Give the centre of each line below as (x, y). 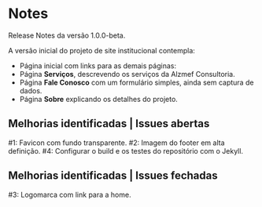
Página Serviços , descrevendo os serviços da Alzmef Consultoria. (127, 74)
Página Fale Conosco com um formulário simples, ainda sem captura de (137, 82)
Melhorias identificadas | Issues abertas (109, 123)
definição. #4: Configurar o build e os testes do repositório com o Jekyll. (126, 151)
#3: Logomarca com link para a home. (70, 194)
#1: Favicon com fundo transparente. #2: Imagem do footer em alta (117, 143)
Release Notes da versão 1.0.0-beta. (67, 35)
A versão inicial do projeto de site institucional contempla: (101, 50)
